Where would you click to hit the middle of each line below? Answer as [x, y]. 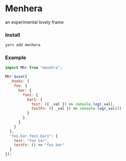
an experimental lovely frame [34, 22]
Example [16, 58]
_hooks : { [19, 81]
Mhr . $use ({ [16, 77]
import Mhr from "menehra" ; [34, 68]
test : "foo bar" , [32, 140]
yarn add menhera [23, 45]
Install [13, 35]
